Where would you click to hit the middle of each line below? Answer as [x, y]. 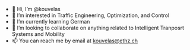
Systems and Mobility [38, 34]
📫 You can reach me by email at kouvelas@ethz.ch [75, 41]
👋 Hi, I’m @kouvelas [36, 9]
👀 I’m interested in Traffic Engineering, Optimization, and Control [91, 15]
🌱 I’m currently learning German [51, 21]
